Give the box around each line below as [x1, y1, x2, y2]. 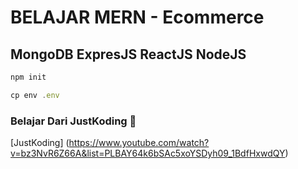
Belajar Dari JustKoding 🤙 [10, 114, 137, 128]
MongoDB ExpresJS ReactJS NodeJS [10, 46, 247, 63]
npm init [10, 72, 47, 82]
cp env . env [10, 90, 60, 100]
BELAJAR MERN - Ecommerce [10, 6, 265, 29]
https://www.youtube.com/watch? [68, 137, 210, 149]
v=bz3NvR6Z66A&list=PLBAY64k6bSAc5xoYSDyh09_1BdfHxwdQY [10, 147, 286, 160]
